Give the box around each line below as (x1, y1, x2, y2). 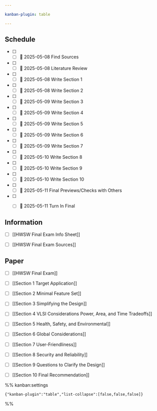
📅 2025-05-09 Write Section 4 (19, 110, 84, 116)
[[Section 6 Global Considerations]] (12, 331, 87, 337)
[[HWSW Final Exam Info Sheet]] (12, 231, 81, 237)
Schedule (5, 35, 36, 44)
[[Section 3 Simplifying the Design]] (12, 300, 87, 307)
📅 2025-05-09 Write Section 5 (19, 120, 84, 127)
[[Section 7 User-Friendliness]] (12, 341, 77, 348)
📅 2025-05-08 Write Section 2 (19, 87, 84, 93)
